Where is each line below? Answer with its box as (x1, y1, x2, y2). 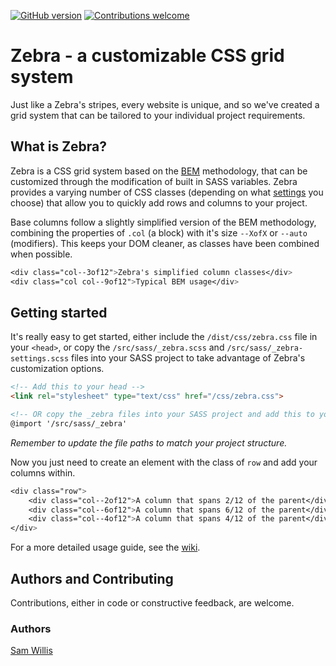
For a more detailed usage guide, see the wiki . (10, 541, 201, 554)
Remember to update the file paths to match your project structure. (10, 436, 288, 449)
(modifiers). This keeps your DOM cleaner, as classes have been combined (10, 237, 320, 249)
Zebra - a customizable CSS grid (10, 45, 285, 67)
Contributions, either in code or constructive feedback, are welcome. (10, 597, 295, 609)
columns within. (10, 466, 76, 479)
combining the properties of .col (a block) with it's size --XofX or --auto (10, 226, 308, 239)
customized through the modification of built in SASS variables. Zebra (10, 175, 298, 187)
